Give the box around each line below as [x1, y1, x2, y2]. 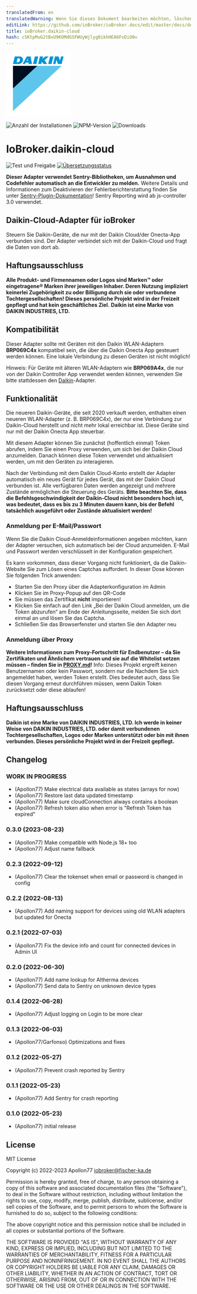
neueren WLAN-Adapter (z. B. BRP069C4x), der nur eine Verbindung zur [6, 416, 182, 423]
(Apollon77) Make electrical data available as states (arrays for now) [14, 786, 180, 793]
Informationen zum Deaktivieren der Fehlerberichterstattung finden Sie [6, 186, 178, 193]
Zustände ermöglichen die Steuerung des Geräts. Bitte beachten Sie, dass [6, 489, 187, 496]
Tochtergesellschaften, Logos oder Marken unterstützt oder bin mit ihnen [6, 731, 189, 738]
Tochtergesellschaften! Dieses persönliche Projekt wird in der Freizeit [6, 295, 180, 302]
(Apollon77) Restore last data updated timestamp [14, 792, 134, 799]
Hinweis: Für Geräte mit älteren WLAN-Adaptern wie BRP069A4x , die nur [6, 364, 184, 371]
